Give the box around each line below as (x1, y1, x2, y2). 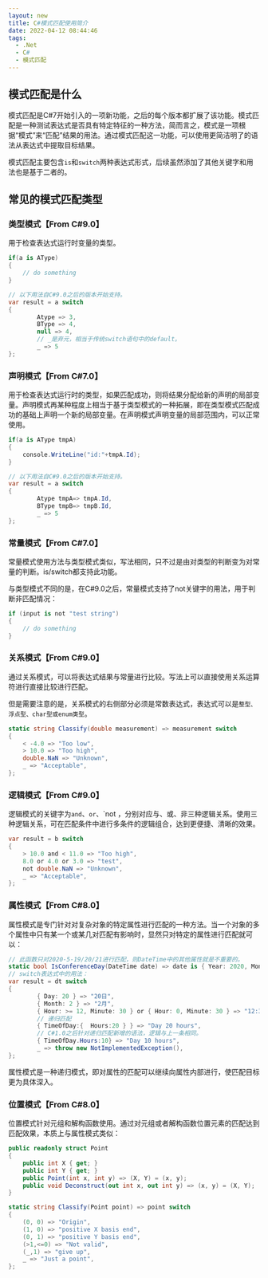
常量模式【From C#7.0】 (8, 537, 103, 549)
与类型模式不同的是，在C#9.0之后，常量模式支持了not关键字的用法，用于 (8, 584, 249, 593)
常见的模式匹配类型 (8, 193, 103, 206)
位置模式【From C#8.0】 (8, 1099, 104, 1110)
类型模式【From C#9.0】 (8, 218, 104, 230)
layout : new (8, 11, 48, 20)
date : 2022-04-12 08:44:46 (8, 26, 98, 34)
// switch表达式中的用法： (8, 970, 89, 978)
